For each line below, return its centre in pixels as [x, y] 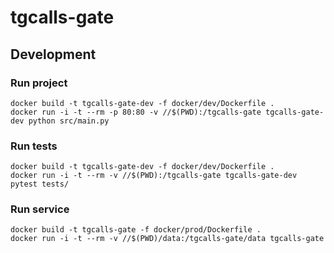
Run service [40, 209]
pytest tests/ [40, 184]
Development [53, 54]
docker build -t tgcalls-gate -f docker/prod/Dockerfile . [136, 230]
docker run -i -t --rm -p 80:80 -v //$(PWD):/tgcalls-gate [136, 112]
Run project [39, 83]
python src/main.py [69, 121]
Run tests [34, 146]
